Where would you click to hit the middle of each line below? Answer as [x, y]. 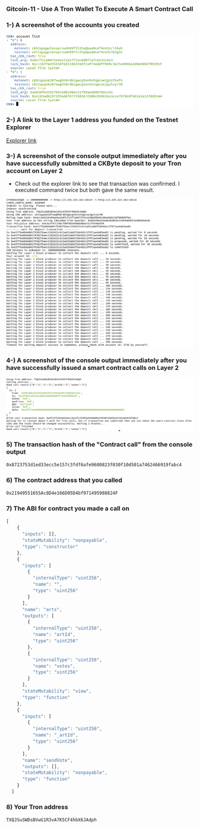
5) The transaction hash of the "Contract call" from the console [99, 444]
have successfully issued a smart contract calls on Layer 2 [93, 368]
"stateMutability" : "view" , [57, 691]
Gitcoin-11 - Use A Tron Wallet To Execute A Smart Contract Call [100, 9]
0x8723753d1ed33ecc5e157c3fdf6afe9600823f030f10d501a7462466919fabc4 [94, 465]
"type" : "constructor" [50, 547]
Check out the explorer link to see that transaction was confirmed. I [97, 184]
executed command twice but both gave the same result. [84, 190]
